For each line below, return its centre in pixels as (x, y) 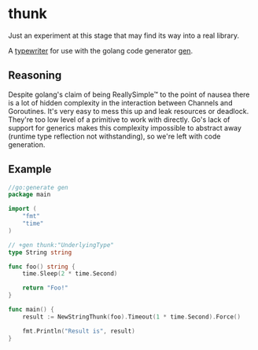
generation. (27, 144)
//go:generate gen (38, 187)
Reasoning (35, 76)
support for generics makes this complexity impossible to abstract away (125, 127)
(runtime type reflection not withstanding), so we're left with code (114, 136)
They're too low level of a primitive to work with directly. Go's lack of (119, 120)
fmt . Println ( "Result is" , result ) (79, 331)
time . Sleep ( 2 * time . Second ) (70, 274)
